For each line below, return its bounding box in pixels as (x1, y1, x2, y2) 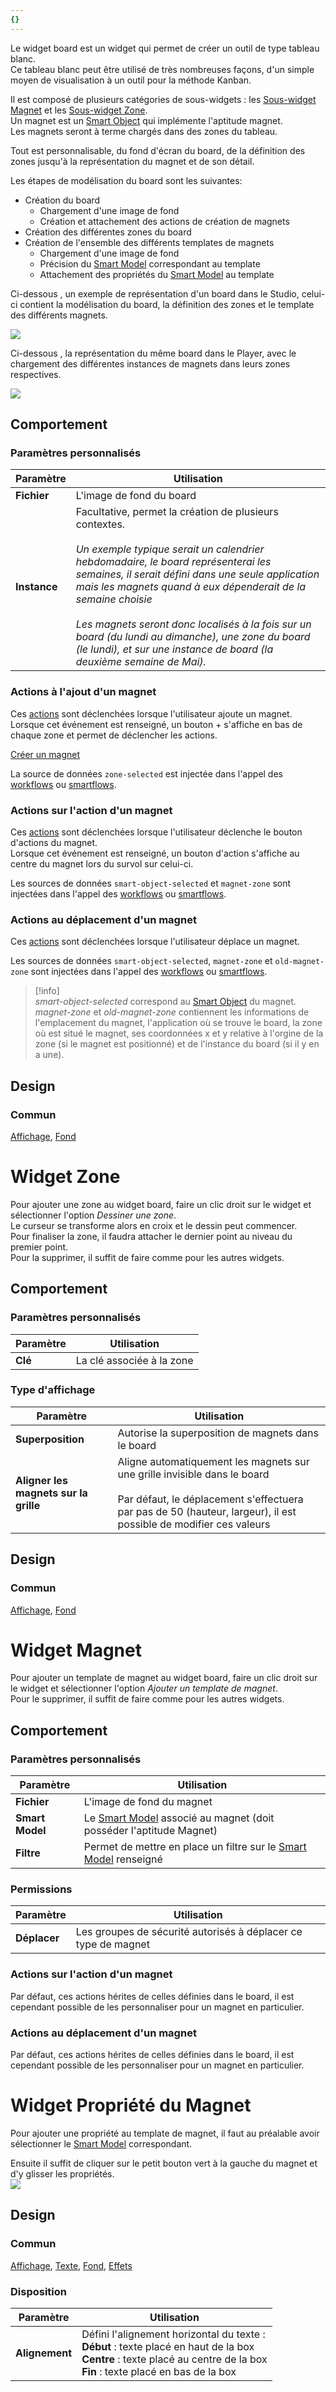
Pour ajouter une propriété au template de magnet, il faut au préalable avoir (10, 2127, 320, 2139)
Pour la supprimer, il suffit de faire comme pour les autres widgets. (10, 1251, 285, 1263)
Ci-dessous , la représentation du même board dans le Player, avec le (10, 347, 297, 359)
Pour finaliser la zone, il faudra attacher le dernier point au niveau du (10, 1230, 293, 1242)
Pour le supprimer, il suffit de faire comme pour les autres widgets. (10, 1693, 285, 1705)
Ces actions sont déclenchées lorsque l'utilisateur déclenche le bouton (10, 826, 303, 838)
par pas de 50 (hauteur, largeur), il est (117, 1504, 297, 1518)
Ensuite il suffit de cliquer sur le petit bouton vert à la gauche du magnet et (10, 2157, 318, 2169)
